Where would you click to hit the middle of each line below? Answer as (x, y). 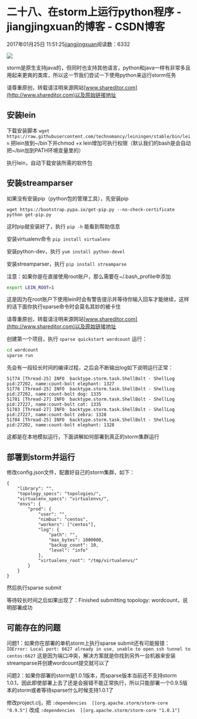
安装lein (21, 115)
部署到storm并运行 (41, 457)
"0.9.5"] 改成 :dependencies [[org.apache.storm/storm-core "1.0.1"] (94, 710)
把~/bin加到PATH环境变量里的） (45, 150)
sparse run (20, 356)
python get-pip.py (29, 215)
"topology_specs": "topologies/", (59, 494)
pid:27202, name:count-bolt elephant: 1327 (61, 384)
